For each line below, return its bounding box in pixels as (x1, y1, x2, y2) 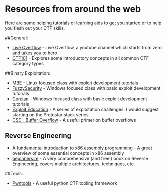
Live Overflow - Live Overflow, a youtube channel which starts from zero (12, 44, 162, 50)
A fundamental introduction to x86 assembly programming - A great (12, 145, 152, 151)
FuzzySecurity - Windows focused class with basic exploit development (12, 85, 161, 91)
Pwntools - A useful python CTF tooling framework (12, 180, 117, 186)
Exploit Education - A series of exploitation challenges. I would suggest (12, 106, 159, 112)
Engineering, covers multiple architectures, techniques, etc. (12, 161, 135, 167)
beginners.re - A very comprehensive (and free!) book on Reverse (12, 155, 148, 161)
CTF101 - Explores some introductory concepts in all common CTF (12, 55, 149, 61)
